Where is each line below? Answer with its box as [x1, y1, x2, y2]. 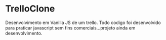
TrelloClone [5, 3, 55, 14]
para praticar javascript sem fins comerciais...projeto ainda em [5, 24, 136, 30]
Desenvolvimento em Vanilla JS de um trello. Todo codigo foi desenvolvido [5, 19, 161, 25]
